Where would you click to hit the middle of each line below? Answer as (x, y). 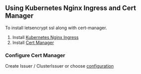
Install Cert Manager (33, 42)
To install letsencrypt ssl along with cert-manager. (56, 28)
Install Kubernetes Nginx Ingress (46, 37)
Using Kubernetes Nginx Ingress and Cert (71, 8)
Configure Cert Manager (35, 55)
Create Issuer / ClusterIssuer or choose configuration (59, 66)
